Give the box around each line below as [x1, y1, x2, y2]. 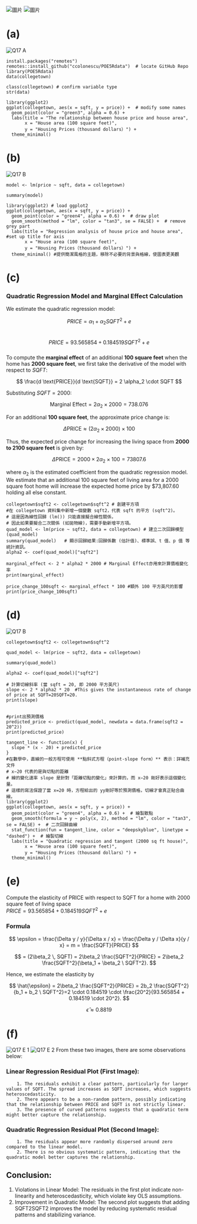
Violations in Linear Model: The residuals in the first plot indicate [14, 1186, 171, 1193]
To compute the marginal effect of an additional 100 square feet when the [6, 354, 188, 361]
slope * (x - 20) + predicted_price [11, 744, 101, 750]
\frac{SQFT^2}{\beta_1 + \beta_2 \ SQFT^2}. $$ [42, 959, 156, 967]
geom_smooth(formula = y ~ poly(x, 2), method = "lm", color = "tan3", [11, 815, 192, 821]
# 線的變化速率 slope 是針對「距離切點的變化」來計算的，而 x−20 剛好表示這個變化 [6, 775, 186, 781]
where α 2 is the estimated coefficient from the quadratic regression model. [6, 468, 188, 477]
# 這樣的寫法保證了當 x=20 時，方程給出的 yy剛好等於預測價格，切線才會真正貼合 [6, 787, 180, 793]
